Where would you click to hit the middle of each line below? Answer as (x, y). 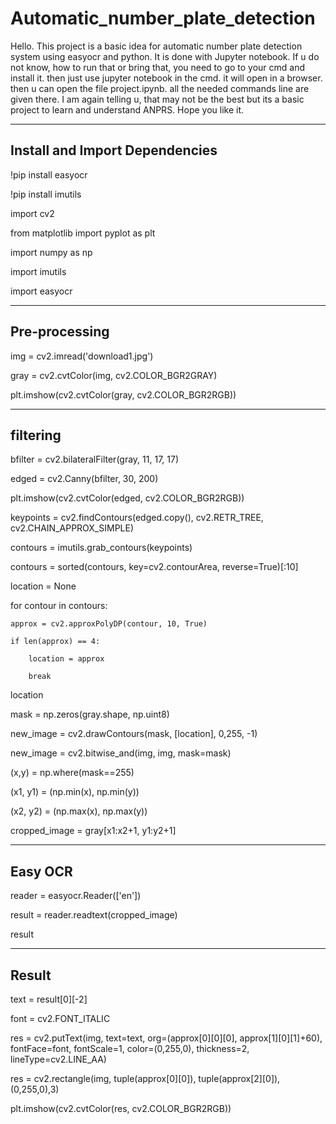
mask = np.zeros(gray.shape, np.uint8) (90, 714)
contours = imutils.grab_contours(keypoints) (101, 548)
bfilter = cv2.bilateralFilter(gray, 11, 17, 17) (94, 459)
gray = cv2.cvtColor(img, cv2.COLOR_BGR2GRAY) (114, 375)
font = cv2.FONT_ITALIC (60, 1018)
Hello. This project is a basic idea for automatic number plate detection (156, 46)
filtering (36, 435)
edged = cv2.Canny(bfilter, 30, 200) (84, 479)
